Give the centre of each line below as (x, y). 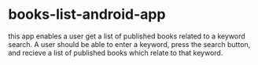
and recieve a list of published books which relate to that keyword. (116, 52)
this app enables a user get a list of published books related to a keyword (127, 36)
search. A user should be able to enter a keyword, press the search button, (129, 44)
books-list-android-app (87, 14)
